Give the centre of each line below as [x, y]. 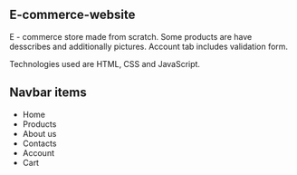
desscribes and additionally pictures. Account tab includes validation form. [148, 46]
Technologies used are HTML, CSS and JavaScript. [105, 63]
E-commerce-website [72, 15]
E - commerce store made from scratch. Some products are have [131, 36]
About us [39, 133]
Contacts [39, 143]
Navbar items [48, 93]
